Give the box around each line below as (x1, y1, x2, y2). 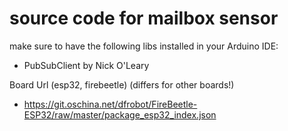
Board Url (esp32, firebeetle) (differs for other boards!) (9, 78, 235, 91)
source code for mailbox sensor (9, 7, 279, 30)
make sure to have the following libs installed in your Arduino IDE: (9, 40, 279, 52)
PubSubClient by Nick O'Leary (23, 59, 150, 71)
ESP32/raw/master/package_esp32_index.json (23, 108, 217, 121)
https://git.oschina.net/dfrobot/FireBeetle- (23, 98, 198, 110)
